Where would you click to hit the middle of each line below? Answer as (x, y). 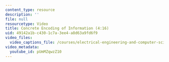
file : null (17, 19)
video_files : (19, 38)
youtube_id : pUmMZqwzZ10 (36, 51)
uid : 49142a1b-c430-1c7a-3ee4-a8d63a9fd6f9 (52, 33)
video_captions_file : (32, 42)
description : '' (22, 14)
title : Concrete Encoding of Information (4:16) (57, 28)
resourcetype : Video (27, 24)
